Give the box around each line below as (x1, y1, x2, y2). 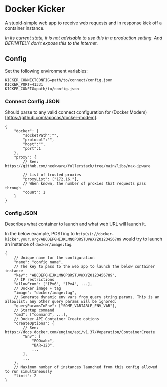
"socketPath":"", (23, 133, 59, 138)
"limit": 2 (14, 373, 37, 379)
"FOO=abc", (31, 338, 55, 344)
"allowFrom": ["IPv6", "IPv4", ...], (14, 282, 93, 287)
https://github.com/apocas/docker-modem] (6, 115, 96, 121)
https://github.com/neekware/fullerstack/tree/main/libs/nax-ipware (5, 164, 151, 169)
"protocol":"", (23, 137, 55, 143)
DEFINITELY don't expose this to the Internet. (5, 40, 98, 46)
